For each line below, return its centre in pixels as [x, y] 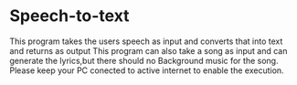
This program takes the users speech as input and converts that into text [146, 41]
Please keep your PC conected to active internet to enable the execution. [147, 70]
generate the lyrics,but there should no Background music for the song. [144, 60]
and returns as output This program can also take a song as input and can [148, 50]
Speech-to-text [69, 16]
